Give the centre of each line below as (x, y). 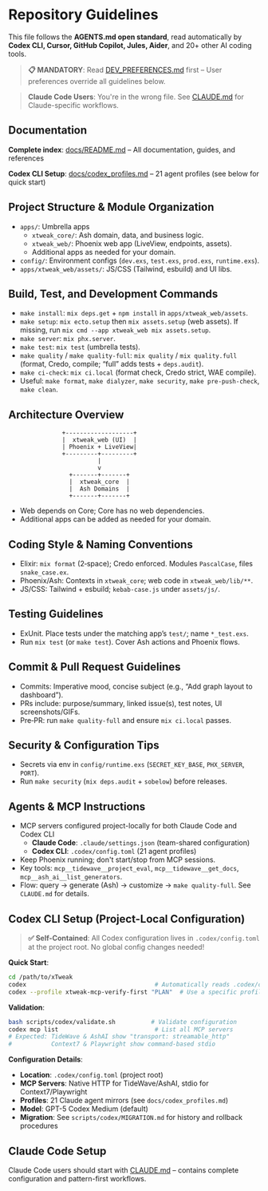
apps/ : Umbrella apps (55, 226)
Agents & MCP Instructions (77, 806)
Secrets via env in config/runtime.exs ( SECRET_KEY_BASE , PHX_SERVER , (132, 764)
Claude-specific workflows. (73, 105)
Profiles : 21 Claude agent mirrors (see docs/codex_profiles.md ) (124, 1101)
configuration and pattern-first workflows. (77, 1179)
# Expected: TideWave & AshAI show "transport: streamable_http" (119, 1037)
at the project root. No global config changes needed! (116, 947)
